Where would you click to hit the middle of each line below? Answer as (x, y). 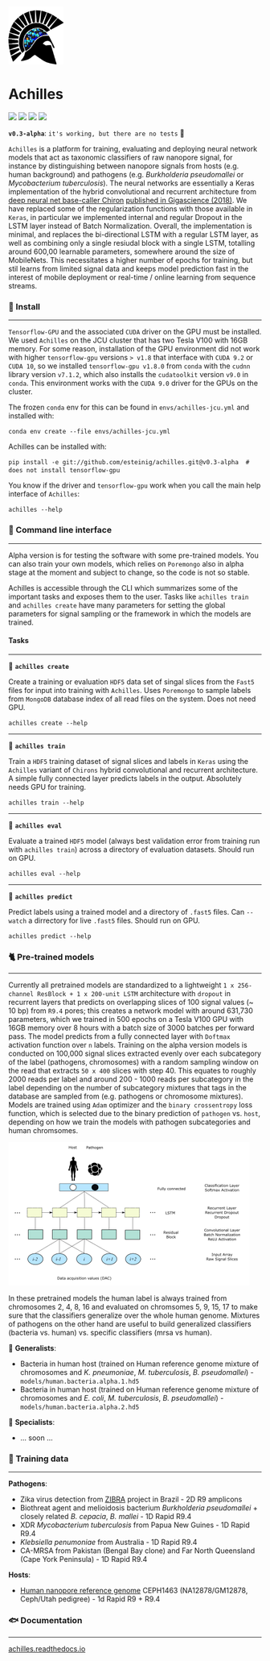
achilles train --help (46, 803)
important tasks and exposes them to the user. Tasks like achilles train (129, 596)
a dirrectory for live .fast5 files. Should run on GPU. (114, 920)
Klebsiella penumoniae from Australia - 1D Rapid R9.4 (108, 1543)
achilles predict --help (50, 936)
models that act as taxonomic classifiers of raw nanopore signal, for (121, 157)
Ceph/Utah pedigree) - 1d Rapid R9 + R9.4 (90, 1599)
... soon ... (37, 1438)
